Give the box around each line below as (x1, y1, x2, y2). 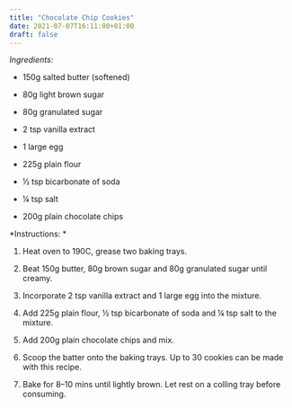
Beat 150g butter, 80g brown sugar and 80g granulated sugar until (22, 263, 268, 274)
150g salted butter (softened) (22, 72, 130, 83)
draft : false (9, 30, 58, 39)
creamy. (22, 273, 53, 284)
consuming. (22, 388, 66, 400)
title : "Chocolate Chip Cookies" (9, 13, 135, 22)
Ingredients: (9, 55, 54, 66)
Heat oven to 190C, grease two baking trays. (22, 246, 187, 257)
